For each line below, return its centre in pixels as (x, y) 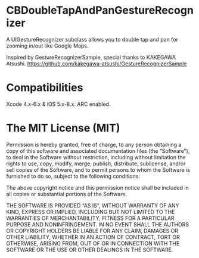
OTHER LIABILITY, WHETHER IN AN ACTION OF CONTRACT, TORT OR (93, 237)
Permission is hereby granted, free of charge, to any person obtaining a (94, 144)
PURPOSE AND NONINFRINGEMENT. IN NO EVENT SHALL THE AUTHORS (98, 224)
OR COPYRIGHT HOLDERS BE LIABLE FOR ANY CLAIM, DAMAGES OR (92, 231)
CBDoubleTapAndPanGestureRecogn (100, 10)
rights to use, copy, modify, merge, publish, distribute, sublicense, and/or (96, 163)
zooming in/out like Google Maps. (47, 46)
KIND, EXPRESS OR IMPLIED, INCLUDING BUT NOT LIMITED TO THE (91, 212)
